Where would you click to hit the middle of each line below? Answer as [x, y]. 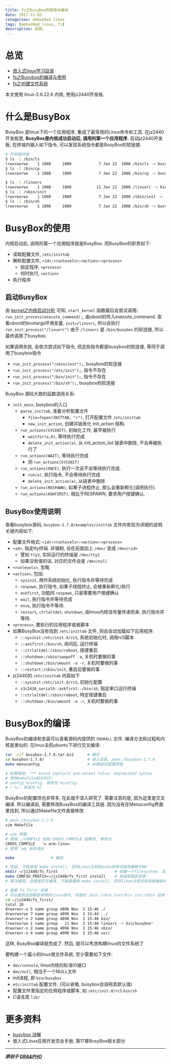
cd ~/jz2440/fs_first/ [29, 900]
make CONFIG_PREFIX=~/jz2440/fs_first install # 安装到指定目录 [76, 876]
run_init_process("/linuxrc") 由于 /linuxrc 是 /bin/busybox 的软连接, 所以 [84, 330]
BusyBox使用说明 [33, 511]
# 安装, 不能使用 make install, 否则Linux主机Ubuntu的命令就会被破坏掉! [77, 867]
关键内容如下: [20, 531]
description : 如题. [25, 29]
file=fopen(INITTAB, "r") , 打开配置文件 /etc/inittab [84, 417]
